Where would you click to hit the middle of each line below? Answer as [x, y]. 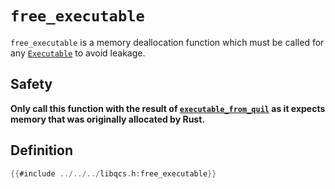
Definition [41, 150]
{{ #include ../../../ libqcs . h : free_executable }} [113, 173]
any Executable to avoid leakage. [78, 53]
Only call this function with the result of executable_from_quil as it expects [168, 108]
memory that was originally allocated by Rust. [107, 119]
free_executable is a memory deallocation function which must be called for [167, 42]
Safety [31, 84]
